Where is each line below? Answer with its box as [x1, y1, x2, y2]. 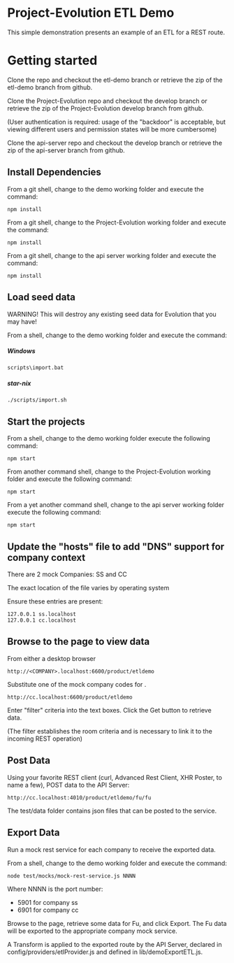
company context [7, 551, 86, 564]
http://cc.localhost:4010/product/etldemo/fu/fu [7, 794, 152, 801]
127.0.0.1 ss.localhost [7, 611, 77, 618]
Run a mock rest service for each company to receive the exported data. [7, 845, 217, 854]
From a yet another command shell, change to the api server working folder [7, 501, 225, 509]
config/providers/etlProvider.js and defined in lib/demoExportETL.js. [7, 948, 203, 956]
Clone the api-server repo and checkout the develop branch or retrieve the [7, 138, 222, 147]
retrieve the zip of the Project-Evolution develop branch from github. [7, 104, 204, 113]
